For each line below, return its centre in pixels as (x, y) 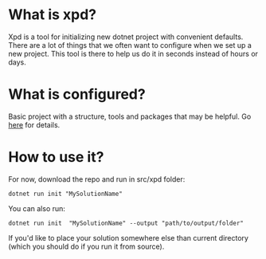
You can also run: (37, 208)
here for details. (34, 124)
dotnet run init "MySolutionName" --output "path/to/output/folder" (126, 223)
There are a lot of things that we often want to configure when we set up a (130, 45)
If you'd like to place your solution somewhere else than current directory (129, 237)
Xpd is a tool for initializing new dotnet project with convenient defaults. (126, 37)
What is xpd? (53, 15)
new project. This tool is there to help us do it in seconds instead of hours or (133, 53)
